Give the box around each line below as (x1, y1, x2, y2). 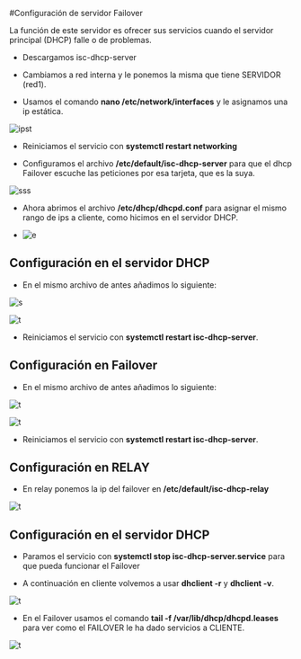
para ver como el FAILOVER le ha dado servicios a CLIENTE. (22, 622, 245, 633)
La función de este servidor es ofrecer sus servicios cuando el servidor (9, 25, 274, 35)
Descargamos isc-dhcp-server (22, 52, 137, 62)
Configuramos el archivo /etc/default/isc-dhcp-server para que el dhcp (22, 158, 292, 169)
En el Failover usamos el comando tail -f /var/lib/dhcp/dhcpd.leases (22, 613, 279, 624)
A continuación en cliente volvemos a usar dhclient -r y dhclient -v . (22, 578, 275, 589)
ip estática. (22, 106, 64, 116)
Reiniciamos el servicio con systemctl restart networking (22, 141, 238, 151)
